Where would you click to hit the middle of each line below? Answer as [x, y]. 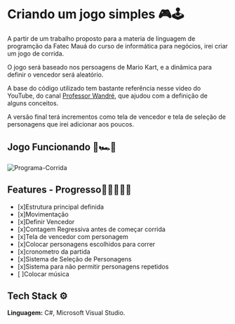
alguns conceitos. [33, 103]
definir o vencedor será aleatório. [55, 74]
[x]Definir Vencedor [46, 221]
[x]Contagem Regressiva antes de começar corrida [92, 229]
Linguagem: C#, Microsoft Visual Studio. [66, 313]
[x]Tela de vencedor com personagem [73, 236]
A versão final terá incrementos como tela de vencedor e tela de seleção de [117, 117]
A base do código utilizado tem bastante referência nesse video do [104, 88]
